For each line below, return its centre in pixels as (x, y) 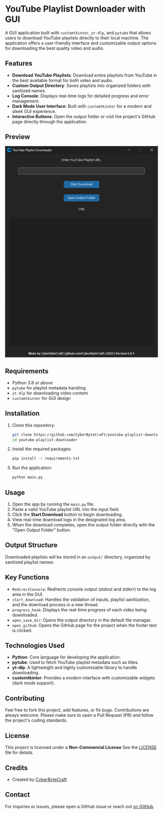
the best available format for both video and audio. (63, 80)
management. (26, 101)
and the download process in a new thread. (55, 604)
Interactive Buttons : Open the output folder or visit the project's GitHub (84, 116)
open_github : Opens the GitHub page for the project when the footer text (84, 625)
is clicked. (22, 630)
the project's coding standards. (36, 720)
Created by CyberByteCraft (39, 779)
